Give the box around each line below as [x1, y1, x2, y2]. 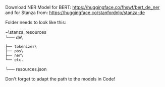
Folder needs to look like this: [5, 20, 67, 25]
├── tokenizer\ [5, 44, 37, 49]
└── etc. [5, 57, 24, 62]
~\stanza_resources [5, 29, 47, 35]
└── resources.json [5, 66, 47, 72]
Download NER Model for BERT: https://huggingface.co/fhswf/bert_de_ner [5, 5, 160, 10]
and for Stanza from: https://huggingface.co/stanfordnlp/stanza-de [5, 10, 145, 16]
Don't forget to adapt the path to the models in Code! [5, 76, 116, 82]
